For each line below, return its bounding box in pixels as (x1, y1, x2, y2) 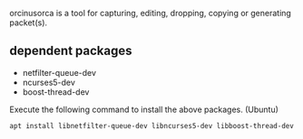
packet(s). (9, 17, 48, 28)
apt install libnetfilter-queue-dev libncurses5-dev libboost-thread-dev (9, 121, 295, 130)
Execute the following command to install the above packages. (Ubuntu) (9, 104, 279, 115)
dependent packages (9, 43, 132, 59)
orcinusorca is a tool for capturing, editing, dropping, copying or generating (9, 8, 292, 18)
